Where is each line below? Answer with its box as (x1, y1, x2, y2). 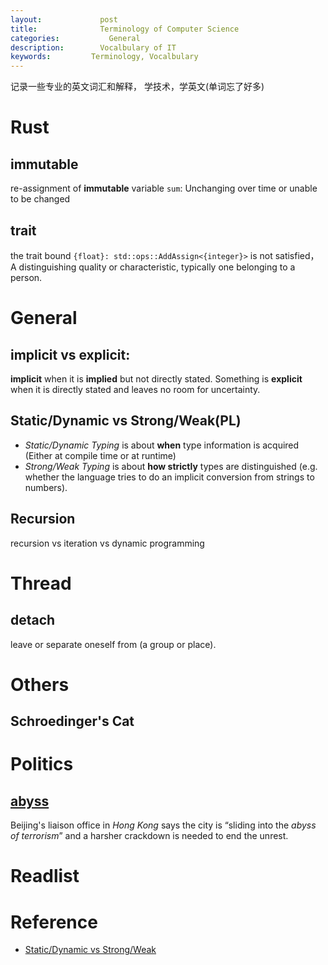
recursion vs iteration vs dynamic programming (10, 537, 205, 549)
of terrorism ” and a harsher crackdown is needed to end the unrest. (10, 830, 289, 842)
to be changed (10, 193, 71, 205)
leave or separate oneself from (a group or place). (10, 638, 217, 650)
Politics (10, 753, 74, 776)
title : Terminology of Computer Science (10, 24, 240, 34)
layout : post (10, 14, 118, 25)
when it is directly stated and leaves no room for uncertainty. (10, 383, 261, 395)
